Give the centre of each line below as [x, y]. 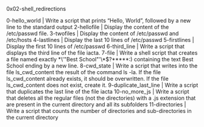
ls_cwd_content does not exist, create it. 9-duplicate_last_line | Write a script [102, 85]
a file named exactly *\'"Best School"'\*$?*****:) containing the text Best [100, 59]
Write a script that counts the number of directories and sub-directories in [99, 111]
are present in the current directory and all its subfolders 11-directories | [97, 105]
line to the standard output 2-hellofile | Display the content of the [88, 27]
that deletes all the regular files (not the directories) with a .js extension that [101, 98]
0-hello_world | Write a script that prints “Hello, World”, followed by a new [99, 20]
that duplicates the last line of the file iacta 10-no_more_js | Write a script [98, 91]
